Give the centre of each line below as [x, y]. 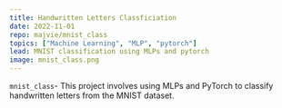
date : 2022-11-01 [42, 26]
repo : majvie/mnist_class [58, 34]
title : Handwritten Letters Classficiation [93, 18]
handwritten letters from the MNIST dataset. [92, 95]
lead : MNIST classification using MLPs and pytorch [109, 52]
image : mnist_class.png [55, 60]
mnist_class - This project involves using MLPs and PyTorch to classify [141, 86]
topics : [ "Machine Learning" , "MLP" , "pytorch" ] [103, 43]
